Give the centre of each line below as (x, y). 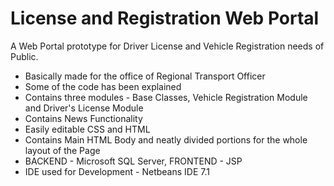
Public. (24, 56)
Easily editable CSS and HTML (87, 129)
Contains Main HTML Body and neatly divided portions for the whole (166, 139)
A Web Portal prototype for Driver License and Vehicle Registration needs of (167, 46)
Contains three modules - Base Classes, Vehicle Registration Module (166, 97)
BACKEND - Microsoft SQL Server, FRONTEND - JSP (133, 161)
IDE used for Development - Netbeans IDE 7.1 (117, 171)
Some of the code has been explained (103, 86)
